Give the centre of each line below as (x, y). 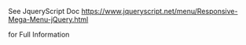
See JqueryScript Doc (44, 11)
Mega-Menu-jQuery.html (48, 19)
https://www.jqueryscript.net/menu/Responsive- (160, 11)
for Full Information (39, 35)
